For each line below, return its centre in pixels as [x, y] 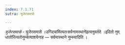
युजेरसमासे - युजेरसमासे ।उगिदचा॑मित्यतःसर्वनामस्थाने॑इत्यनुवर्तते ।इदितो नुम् [62, 32]
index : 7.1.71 [20, 9]
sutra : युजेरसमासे [20, 14]
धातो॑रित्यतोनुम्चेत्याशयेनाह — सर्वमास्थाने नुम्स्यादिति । [46, 37]
